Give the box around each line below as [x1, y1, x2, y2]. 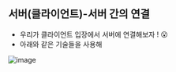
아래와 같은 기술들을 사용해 [19, 39, 103, 49]
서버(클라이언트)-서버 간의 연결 [8, 7, 150, 21]
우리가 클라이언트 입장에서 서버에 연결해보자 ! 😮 [19, 30, 168, 39]
